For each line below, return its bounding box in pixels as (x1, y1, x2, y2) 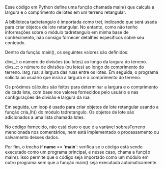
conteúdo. (5, 40, 26, 46)
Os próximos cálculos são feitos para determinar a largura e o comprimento (5, 84, 158, 90)
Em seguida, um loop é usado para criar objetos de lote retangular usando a (5, 104, 159, 110)
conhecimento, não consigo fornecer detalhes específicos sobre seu (5, 34, 144, 40)
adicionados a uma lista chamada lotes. (5, 114, 85, 120)
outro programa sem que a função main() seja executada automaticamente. (5, 160, 158, 165)
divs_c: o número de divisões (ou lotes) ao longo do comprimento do (5, 64, 144, 70)
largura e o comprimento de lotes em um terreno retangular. (5, 9, 126, 15)
